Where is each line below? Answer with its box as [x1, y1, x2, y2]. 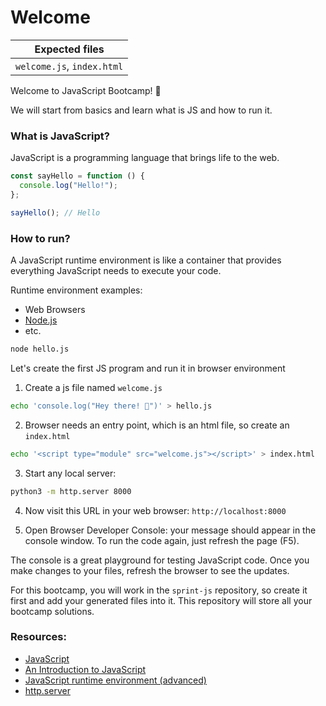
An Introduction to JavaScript [24, 663, 147, 675]
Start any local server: [24, 467, 117, 479]
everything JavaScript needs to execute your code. [10, 265, 222, 277]
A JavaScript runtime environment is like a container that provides [10, 254, 282, 266]
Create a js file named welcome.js [24, 381, 163, 393]
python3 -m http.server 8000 [10, 486, 132, 496]
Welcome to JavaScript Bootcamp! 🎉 [10, 84, 162, 96]
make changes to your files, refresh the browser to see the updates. [10, 564, 290, 576]
